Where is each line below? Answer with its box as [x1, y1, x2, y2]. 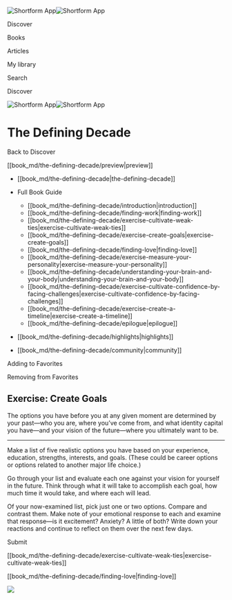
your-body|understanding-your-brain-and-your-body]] [27, 274, 184, 283]
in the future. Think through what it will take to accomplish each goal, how [7, 482, 217, 490]
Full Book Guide [17, 188, 63, 196]
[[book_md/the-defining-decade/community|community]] [17, 346, 182, 354]
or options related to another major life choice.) [7, 461, 142, 469]
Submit [7, 538, 28, 546]
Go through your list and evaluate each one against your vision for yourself [7, 474, 220, 482]
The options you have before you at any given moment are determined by [7, 411, 216, 419]
